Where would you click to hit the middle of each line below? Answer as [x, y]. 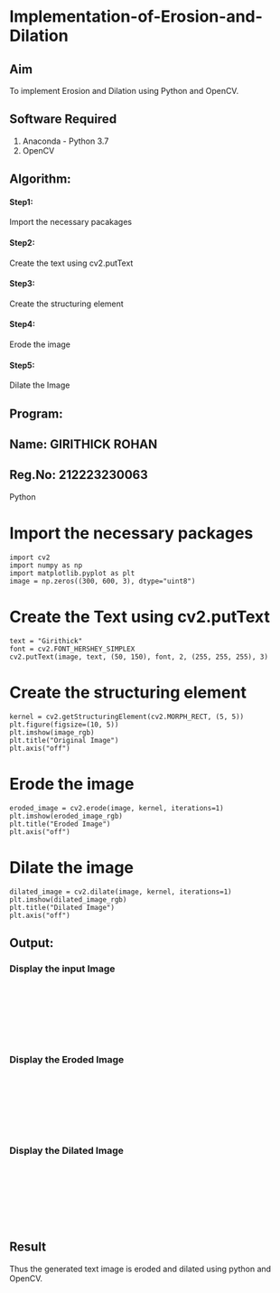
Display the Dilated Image [66, 1151]
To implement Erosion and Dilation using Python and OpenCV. [124, 91]
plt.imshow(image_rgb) [52, 732]
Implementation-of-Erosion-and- [136, 17]
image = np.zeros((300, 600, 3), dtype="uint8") [103, 581]
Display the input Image [62, 969]
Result [28, 1247]
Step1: [21, 201]
